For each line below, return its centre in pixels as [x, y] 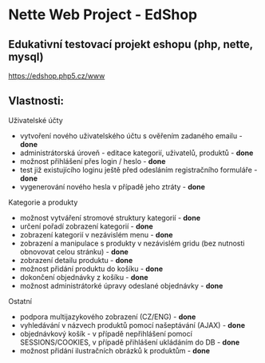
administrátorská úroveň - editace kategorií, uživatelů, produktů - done [136, 153]
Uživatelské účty [36, 120]
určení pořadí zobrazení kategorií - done [86, 226]
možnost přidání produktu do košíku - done [91, 269]
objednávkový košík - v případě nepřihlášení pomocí [106, 333]
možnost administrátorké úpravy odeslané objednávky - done [121, 285]
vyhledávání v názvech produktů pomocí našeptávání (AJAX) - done [132, 325]
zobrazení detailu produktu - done [76, 260]
